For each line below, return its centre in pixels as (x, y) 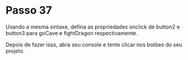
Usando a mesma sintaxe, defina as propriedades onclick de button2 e (93, 27)
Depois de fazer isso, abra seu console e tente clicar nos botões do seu (94, 45)
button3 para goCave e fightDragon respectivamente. (72, 33)
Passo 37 (29, 10)
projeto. (15, 50)
